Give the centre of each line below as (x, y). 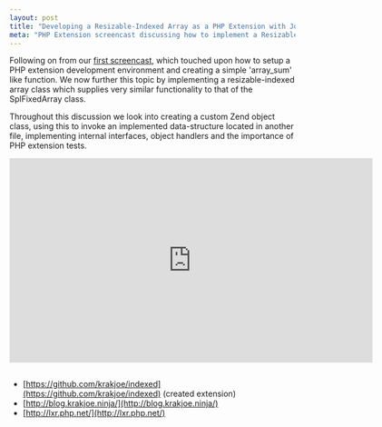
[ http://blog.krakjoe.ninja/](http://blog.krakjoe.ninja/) (120, 403)
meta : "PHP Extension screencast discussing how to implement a (133, 35)
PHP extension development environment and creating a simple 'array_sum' (151, 70)
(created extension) (199, 394)
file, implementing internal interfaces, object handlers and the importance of (152, 136)
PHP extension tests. (49, 145)
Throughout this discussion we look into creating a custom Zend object (142, 117)
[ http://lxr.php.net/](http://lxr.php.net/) (94, 413)
